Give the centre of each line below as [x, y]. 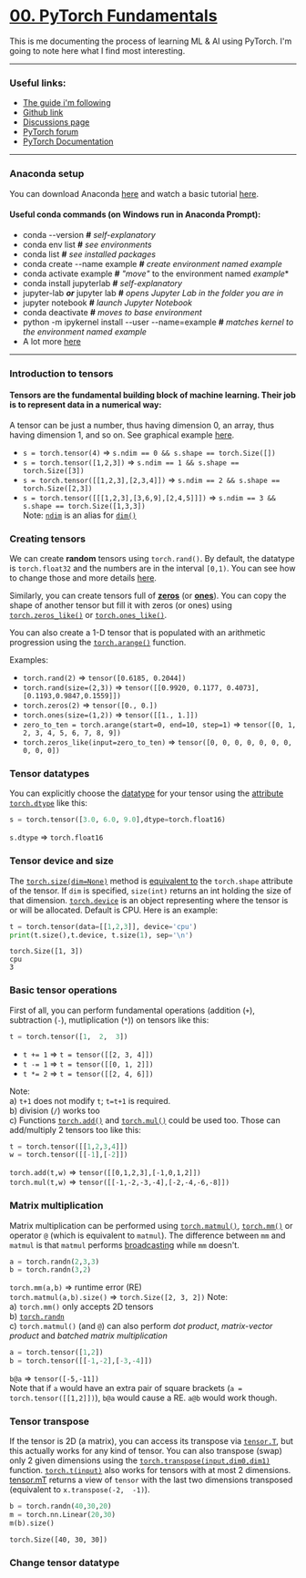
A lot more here [52, 341]
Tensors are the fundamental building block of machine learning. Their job [153, 395]
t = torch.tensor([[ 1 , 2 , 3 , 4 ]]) [69, 1146]
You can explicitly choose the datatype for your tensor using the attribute [147, 793]
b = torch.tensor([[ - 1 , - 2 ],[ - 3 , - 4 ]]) [81, 1361]
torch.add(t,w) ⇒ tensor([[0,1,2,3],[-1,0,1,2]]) [106, 1172]
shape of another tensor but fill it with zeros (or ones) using [121, 605]
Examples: [29, 660]
